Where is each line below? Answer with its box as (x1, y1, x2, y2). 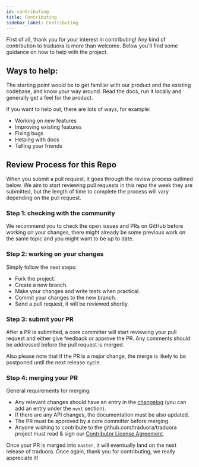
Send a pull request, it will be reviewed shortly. (14, 300, 129, 307)
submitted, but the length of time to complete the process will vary (6, 188, 169, 195)
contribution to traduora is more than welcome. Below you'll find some (6, 42, 178, 49)
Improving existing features (14, 123, 82, 131)
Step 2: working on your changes (6, 250, 104, 258)
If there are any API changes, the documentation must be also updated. (14, 411, 189, 418)
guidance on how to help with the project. (6, 49, 108, 56)
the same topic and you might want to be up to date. (6, 235, 134, 242)
